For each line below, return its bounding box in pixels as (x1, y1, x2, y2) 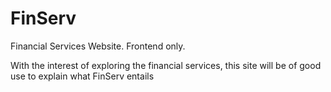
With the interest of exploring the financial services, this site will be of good (10, 59, 322, 71)
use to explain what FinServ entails (10, 70, 155, 82)
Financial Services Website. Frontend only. (10, 40, 186, 52)
